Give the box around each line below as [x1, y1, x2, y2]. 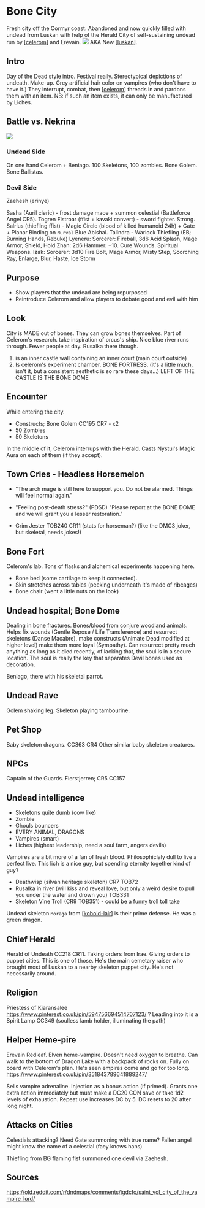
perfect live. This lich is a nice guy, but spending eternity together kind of [6, 860, 191, 868]
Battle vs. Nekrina [6, 117, 76, 127]
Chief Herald [6, 934, 56, 944]
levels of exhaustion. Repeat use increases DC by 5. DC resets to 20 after [6, 1095, 192, 1102]
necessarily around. [6, 970, 56, 977]
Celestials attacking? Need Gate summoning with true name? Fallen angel [6, 1136, 192, 1144]
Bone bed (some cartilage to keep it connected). [15, 575, 138, 582]
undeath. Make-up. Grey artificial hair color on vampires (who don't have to [6, 79, 196, 87]
